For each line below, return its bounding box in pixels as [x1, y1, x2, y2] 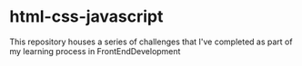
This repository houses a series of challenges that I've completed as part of [9, 36, 293, 47]
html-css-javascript [9, 6, 164, 27]
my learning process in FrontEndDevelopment [9, 45, 181, 56]
